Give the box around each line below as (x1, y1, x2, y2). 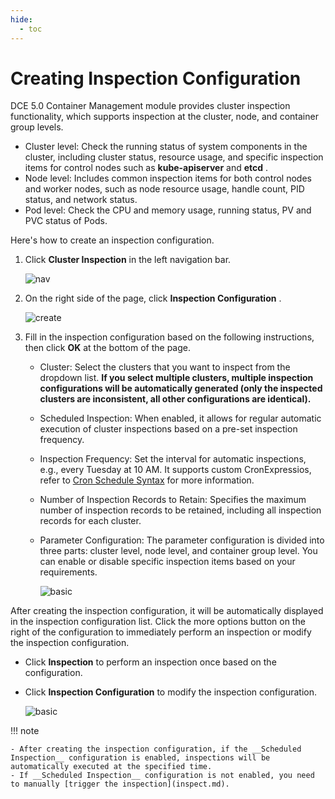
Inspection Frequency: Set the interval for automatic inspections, (39, 453, 307, 465)
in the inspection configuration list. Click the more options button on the (10, 616, 306, 628)
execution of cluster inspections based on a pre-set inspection (39, 423, 298, 435)
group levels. (10, 121, 64, 133)
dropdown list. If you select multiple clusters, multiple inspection (39, 372, 314, 384)
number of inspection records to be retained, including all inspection (39, 504, 322, 516)
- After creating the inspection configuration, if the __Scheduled (10, 744, 302, 755)
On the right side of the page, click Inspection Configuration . (24, 292, 282, 305)
